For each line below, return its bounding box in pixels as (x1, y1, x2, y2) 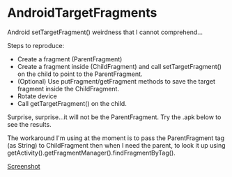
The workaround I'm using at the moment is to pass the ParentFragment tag (7, 134, 225, 142)
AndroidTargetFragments (7, 5, 157, 21)
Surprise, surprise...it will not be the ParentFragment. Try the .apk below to (7, 113, 222, 121)
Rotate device (17, 92, 57, 100)
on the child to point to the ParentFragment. (17, 70, 143, 78)
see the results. (7, 120, 52, 128)
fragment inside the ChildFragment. (17, 84, 120, 93)
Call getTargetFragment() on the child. (17, 99, 127, 107)
